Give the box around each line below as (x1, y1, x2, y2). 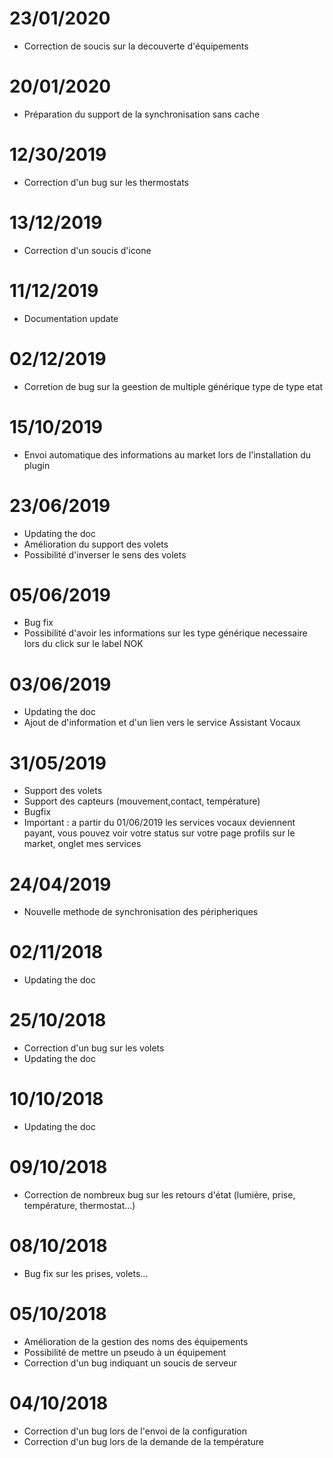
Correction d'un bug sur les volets (23, 1042, 165, 1054)
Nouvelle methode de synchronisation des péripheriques (23, 906, 259, 918)
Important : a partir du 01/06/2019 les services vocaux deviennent (23, 817, 296, 829)
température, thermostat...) (23, 1200, 136, 1211)
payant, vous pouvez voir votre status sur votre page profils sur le (23, 827, 296, 839)
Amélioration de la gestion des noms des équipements (23, 1335, 249, 1347)
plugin (23, 459, 51, 471)
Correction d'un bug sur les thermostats (23, 176, 189, 188)
